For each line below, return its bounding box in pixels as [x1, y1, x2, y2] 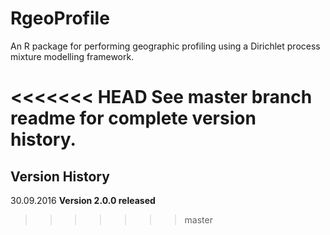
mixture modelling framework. [10, 50, 135, 62]
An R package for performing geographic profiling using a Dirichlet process [10, 40, 321, 52]
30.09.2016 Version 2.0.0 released [10, 194, 156, 206]
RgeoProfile [10, 7, 110, 30]
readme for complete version [10, 107, 257, 130]
